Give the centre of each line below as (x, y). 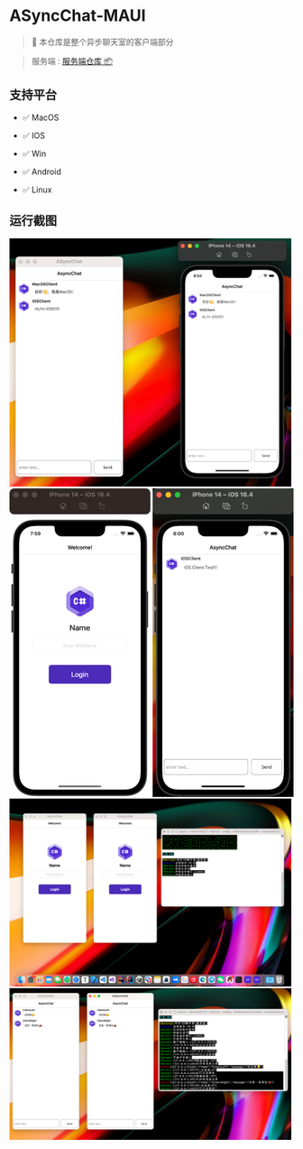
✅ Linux (37, 190)
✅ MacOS (41, 117)
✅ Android (41, 171)
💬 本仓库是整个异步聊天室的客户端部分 (102, 42)
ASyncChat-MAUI (78, 16)
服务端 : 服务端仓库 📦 (72, 60)
